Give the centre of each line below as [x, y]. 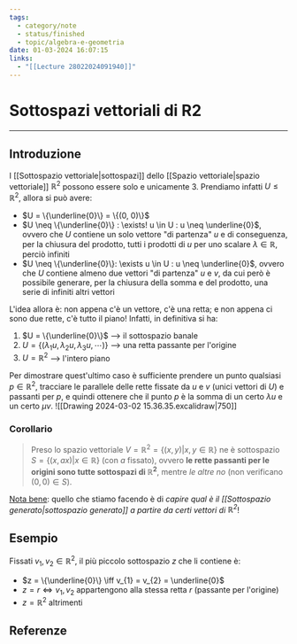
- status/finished [51, 34]
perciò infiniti [46, 254]
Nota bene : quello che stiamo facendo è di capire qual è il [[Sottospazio [140, 499]
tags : [19, 17]
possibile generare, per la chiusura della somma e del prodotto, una [145, 282]
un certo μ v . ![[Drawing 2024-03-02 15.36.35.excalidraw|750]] [123, 406]
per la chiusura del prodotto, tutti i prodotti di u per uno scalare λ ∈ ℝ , [150, 244]
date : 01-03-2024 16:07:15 [59, 50]
